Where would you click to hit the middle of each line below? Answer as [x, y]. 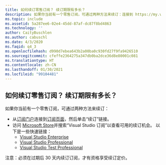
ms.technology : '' [24, 28]
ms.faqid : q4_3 [21, 47]
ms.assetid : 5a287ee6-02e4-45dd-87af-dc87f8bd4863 [58, 24]
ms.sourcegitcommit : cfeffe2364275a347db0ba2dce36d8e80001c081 [72, 56]
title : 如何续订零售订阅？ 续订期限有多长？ [45, 10]
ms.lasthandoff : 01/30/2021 [34, 70]
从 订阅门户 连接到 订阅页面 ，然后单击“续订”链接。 [62, 119]
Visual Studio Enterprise [44, 137]
